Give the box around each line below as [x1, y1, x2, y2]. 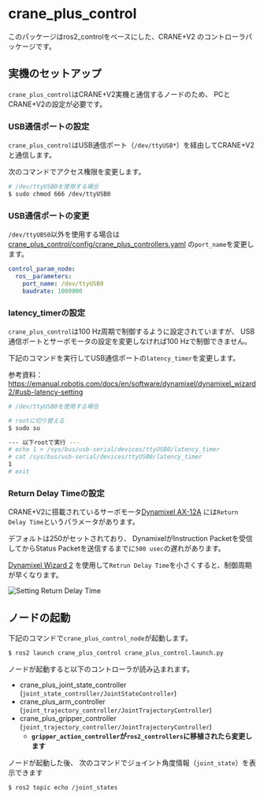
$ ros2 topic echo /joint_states [8, 783, 118, 791]
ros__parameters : [15, 272, 73, 280]
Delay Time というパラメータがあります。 [8, 517, 139, 527]
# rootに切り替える [8, 416, 65, 424]
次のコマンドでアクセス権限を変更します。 [8, 167, 146, 177]
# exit [8, 468, 30, 476]
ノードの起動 [8, 610, 71, 624]
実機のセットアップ [8, 67, 102, 80]
